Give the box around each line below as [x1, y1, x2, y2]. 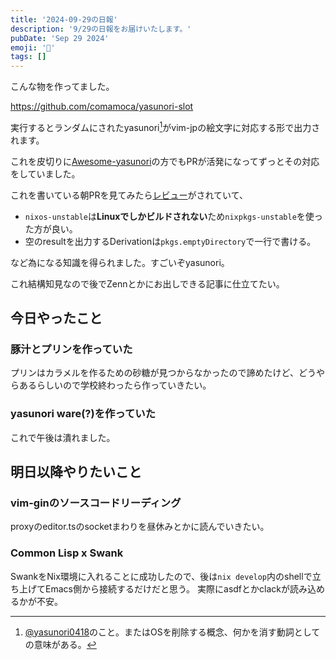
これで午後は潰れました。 [10, 431, 116, 443]
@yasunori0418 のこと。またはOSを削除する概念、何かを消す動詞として [24, 626, 321, 638]
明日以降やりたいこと [10, 464, 142, 481]
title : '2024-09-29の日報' [10, 14, 118, 25]
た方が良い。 [24, 222, 78, 235]
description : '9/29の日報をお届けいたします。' [10, 24, 192, 34]
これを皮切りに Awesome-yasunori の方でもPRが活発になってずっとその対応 [10, 155, 320, 167]
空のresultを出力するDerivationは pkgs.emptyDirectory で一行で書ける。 [24, 235, 317, 247]
